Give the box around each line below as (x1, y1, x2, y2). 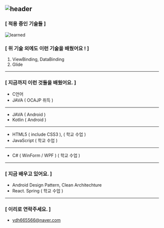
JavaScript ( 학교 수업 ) (12, 138, 58, 144)
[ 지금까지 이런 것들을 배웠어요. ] (5, 79, 77, 86)
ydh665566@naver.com (12, 217, 61, 223)
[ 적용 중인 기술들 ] (5, 21, 46, 27)
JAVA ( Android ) (12, 112, 46, 118)
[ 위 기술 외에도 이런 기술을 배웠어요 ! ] (5, 45, 89, 52)
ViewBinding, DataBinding (12, 56, 64, 62)
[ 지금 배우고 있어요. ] (5, 170, 52, 177)
